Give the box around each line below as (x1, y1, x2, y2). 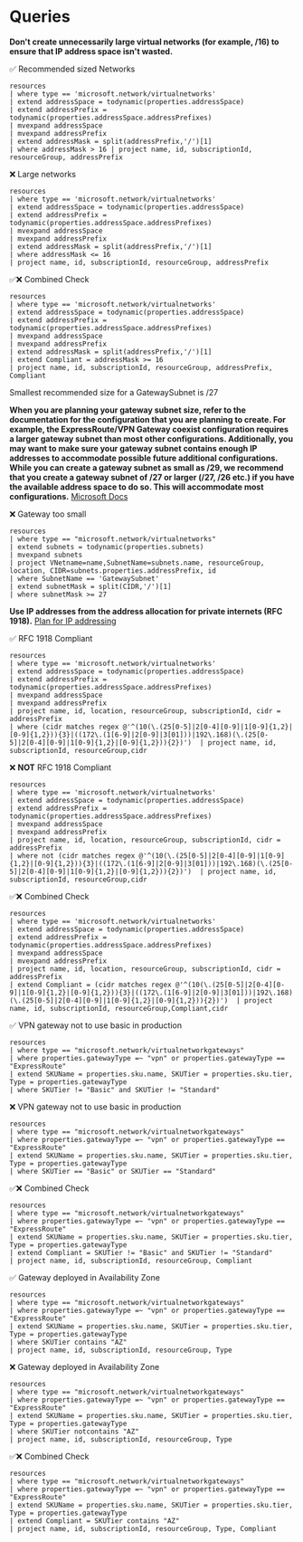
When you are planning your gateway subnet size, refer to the (9, 405, 247, 415)
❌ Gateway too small (9, 509, 87, 519)
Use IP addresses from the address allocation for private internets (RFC (9, 605, 283, 616)
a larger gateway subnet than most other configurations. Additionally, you (9, 433, 294, 444)
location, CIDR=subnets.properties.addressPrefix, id (9, 566, 217, 576)
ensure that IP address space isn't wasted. (9, 45, 174, 56)
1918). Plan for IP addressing (9, 615, 117, 626)
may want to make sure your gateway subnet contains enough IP (9, 443, 258, 453)
